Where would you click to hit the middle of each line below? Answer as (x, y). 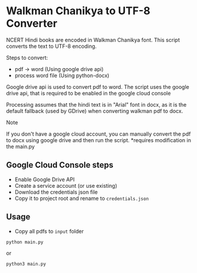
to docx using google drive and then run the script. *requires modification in (98, 140)
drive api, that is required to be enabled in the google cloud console (88, 93)
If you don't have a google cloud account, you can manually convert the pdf (98, 134)
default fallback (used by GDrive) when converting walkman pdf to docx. (95, 111)
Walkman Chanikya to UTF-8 (78, 11)
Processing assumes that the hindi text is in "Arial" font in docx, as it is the (96, 104)
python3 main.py (26, 264)
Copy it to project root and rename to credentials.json (82, 198)
